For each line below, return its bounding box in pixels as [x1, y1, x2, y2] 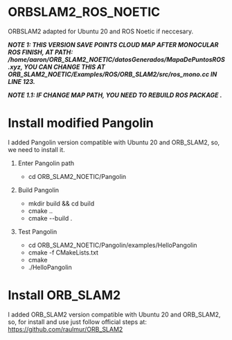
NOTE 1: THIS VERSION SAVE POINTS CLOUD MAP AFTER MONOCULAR [8, 40, 219, 49]
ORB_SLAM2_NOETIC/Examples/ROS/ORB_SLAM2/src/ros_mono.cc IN [8, 70, 217, 78]
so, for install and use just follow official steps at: [8, 317, 148, 326]
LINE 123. [8, 77, 35, 85]
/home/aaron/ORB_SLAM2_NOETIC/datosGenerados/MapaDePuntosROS [8, 55, 226, 63]
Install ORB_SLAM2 [8, 287, 121, 303]
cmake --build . [28, 214, 73, 222]
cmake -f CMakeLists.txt [28, 248, 99, 257]
